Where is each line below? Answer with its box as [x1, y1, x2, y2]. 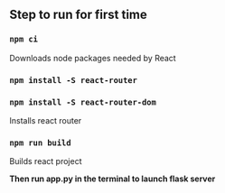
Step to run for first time [9, 7, 147, 23]
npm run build [9, 137, 71, 148]
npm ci [9, 34, 39, 44]
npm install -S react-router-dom [9, 96, 156, 107]
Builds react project [9, 156, 82, 167]
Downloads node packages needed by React [9, 52, 176, 63]
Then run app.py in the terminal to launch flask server [9, 173, 216, 184]
